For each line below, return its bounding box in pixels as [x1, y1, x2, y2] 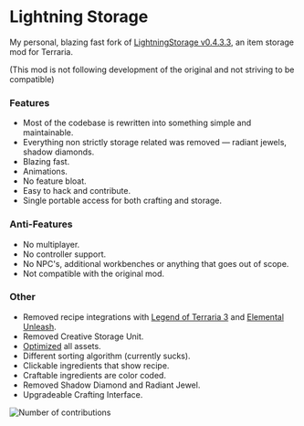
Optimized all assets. [22, 340, 102, 351]
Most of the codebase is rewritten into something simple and [22, 117, 252, 129]
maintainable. [22, 127, 74, 138]
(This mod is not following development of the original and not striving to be [9, 64, 295, 75]
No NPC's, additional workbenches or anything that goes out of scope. [22, 258, 289, 269]
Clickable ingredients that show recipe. [22, 359, 170, 371]
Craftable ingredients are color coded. [22, 369, 167, 380]
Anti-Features [9, 218, 73, 230]
